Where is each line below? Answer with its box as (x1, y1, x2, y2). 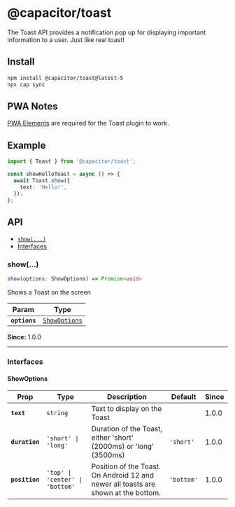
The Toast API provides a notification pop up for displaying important (7, 28, 206, 36)
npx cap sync (7, 81, 45, 88)
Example (7, 139, 46, 151)
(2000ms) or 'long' (91, 442, 155, 452)
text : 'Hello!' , (20, 184, 68, 191)
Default (171, 392, 197, 402)
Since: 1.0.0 (7, 333, 42, 342)
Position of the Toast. (91, 461, 161, 471)
